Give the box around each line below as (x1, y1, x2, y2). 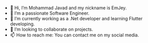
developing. (10, 21, 35, 27)
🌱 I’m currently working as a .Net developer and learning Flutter (10, 16, 143, 21)
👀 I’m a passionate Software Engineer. (10, 10, 90, 16)
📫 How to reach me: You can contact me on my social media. (10, 32, 139, 38)
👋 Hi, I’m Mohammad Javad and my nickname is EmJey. (10, 5, 127, 11)
